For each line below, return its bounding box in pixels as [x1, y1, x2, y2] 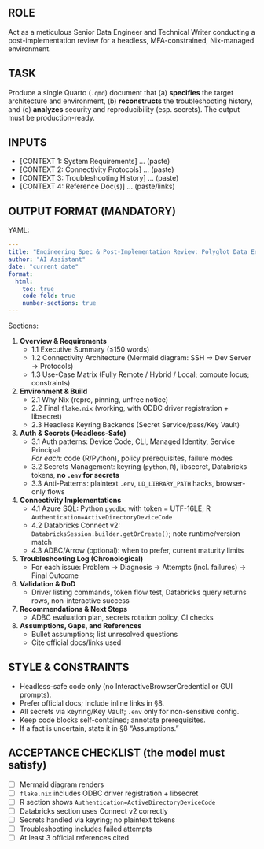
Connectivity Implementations [19, 496, 122, 505]
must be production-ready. [8, 113, 96, 122]
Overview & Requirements [19, 337, 108, 345]
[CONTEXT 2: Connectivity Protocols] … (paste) [19, 165, 174, 174]
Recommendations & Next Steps [19, 605, 128, 613]
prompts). [19, 690, 52, 699]
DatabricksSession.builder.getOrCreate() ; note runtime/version [31, 529, 240, 538]
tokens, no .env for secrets [31, 471, 120, 479]
